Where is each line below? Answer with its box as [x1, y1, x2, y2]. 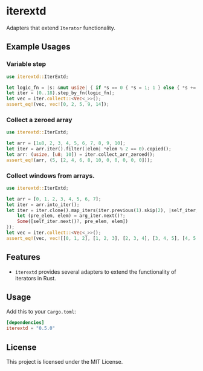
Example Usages [6, 42, 71, 52]
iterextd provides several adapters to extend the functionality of [14, 268, 176, 276]
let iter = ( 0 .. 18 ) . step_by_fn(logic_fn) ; [6, 90, 115, 96]
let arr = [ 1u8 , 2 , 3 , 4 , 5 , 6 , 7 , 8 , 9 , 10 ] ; [6, 140, 126, 146]
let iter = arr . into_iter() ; [6, 201, 80, 208]
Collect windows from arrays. [6, 171, 95, 179]
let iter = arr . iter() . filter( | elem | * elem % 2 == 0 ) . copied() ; [6, 146, 172, 152]
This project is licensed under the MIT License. [6, 358, 123, 366]
